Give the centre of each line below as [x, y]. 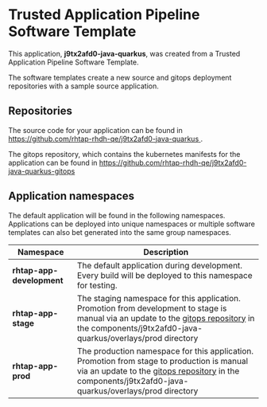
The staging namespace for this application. [159, 298]
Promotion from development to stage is [152, 308]
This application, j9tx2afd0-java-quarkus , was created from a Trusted [124, 53]
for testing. [97, 285]
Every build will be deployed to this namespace [164, 275]
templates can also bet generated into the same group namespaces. [120, 232]
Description [166, 252]
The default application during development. [160, 265]
